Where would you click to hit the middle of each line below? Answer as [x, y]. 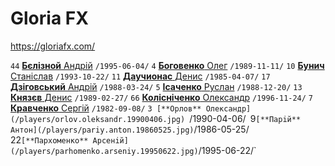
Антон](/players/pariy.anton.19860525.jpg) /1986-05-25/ [130, 129]
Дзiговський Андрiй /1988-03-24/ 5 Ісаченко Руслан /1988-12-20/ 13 [156, 86]
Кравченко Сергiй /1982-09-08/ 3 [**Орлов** [106, 108]
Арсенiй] [110, 140]
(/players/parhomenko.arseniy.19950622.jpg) [104, 151]
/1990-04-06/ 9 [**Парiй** [245, 118]
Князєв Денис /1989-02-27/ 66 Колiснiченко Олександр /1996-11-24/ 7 [162, 97]
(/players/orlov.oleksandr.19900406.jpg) [98, 119]
